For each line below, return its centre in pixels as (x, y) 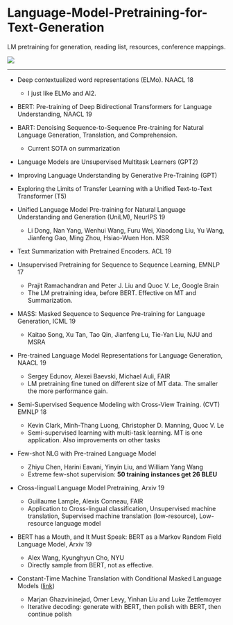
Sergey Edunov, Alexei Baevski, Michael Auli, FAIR (99, 376)
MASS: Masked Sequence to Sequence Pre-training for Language (111, 313)
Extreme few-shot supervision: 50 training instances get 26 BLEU (122, 474)
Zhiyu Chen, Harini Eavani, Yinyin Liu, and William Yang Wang (115, 467)
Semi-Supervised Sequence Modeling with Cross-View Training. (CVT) (119, 404)
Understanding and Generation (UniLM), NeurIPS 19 (91, 217)
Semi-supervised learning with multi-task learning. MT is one (115, 433)
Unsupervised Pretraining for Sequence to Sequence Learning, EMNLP (119, 265)
